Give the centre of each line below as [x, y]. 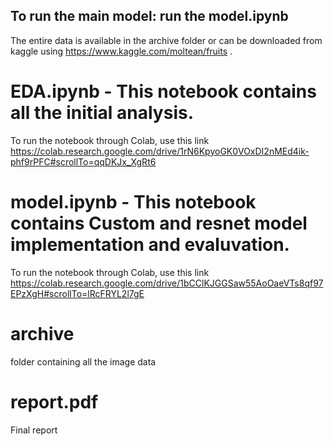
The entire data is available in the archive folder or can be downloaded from [166, 40]
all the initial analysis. [102, 113]
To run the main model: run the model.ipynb [149, 16]
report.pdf [54, 401]
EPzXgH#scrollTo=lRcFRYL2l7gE [77, 293]
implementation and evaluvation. [150, 244]
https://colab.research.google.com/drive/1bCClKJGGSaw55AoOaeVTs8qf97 [167, 283]
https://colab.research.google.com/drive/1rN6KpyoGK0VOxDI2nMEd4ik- [160, 151]
